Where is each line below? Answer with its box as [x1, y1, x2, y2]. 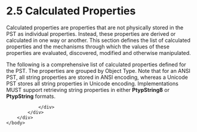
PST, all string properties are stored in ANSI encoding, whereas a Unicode [6, 73, 188, 81]
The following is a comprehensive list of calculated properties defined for [6, 61, 186, 68]
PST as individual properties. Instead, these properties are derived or [6, 30, 176, 37]
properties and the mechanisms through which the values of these [6, 43, 170, 50]
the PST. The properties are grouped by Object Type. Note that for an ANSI [6, 67, 191, 74]
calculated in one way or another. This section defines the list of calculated [6, 36, 191, 44]
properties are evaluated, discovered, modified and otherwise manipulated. [6, 49, 191, 56]
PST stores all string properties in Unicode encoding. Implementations [6, 79, 179, 87]
